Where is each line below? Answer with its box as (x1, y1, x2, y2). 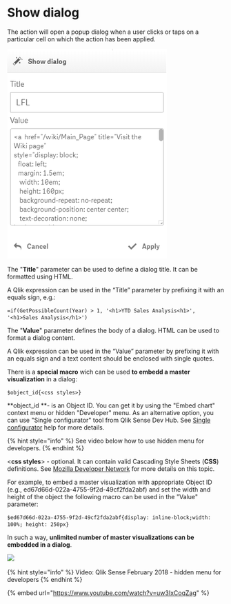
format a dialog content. (7, 333, 76, 342)
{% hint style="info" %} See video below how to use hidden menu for (7, 436, 205, 445)
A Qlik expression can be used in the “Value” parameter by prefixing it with (7, 347, 219, 355)
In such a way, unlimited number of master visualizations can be (7, 533, 194, 541)
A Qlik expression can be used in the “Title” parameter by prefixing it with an (7, 285, 224, 294)
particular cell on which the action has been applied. (7, 34, 157, 43)
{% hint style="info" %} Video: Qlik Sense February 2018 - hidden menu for (7, 567, 222, 576)
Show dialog (7, 5, 79, 21)
